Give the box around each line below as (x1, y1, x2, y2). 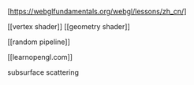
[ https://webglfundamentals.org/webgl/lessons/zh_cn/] (7, 7, 187, 16)
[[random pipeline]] (7, 37, 70, 46)
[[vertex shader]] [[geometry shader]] (7, 22, 131, 31)
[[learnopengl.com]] (7, 53, 73, 61)
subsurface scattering (7, 68, 80, 77)
